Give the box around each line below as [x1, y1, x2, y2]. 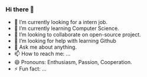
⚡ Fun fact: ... [14, 65, 47, 72]
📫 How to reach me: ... [14, 50, 71, 58]
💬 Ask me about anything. [14, 43, 77, 51]
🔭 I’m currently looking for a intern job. [14, 19, 107, 26]
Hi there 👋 [5, 5, 35, 14]
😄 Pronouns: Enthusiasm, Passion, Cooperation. [14, 59, 132, 66]
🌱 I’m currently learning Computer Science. [14, 25, 119, 32]
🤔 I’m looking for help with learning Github [14, 38, 116, 45]
